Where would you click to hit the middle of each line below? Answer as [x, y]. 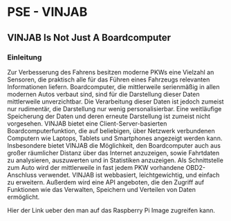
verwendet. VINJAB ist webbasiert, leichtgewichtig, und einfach [129, 175]
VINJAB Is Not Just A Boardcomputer [89, 38]
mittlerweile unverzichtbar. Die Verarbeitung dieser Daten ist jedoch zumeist [115, 102]
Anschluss [22, 175]
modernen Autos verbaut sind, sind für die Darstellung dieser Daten [103, 94]
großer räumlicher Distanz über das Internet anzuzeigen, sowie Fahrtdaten [113, 153]
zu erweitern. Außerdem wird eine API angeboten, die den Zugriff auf [106, 182]
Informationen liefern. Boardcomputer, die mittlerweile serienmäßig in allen [113, 86]
